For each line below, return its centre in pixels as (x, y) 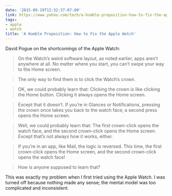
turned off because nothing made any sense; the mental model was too (81, 182)
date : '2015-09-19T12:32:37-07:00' (43, 10)
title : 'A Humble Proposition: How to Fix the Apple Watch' (71, 34)
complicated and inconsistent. (37, 188)
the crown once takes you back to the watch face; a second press (88, 110)
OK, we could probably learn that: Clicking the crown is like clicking (89, 89)
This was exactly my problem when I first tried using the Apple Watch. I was (85, 177)
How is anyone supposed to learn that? (59, 167)
